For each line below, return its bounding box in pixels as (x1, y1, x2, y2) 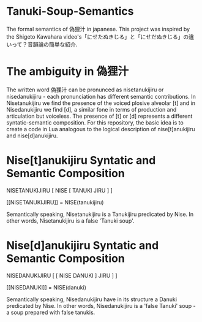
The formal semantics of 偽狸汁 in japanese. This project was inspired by (6, 25, 190, 33)
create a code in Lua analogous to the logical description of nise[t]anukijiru (6, 125, 195, 132)
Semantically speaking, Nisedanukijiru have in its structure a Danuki (6, 296, 178, 303)
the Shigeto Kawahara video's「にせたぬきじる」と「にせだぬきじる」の (6, 33, 189, 40)
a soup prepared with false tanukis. (6, 309, 95, 316)
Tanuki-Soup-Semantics (6, 4, 134, 18)
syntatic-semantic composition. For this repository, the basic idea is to (6, 118, 184, 126)
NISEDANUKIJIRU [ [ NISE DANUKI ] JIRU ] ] (6, 272, 118, 279)
